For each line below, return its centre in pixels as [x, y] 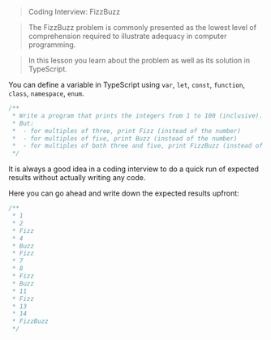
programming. [52, 45]
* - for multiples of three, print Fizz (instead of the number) [127, 131]
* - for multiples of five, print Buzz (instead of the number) [125, 138]
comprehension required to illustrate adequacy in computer [127, 36]
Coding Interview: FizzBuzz [74, 12]
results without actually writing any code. [77, 178]
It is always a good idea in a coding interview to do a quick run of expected [134, 169]
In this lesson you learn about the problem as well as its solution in [139, 60]
